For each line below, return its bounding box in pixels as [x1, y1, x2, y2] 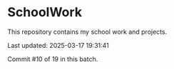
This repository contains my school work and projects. [7, 27, 168, 36]
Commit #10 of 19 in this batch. [7, 54, 98, 63]
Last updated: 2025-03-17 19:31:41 [7, 41, 109, 49]
